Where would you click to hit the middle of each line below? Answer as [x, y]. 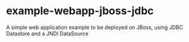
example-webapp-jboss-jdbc [80, 11]
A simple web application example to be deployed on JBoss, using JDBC [95, 27]
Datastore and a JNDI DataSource [47, 33]
